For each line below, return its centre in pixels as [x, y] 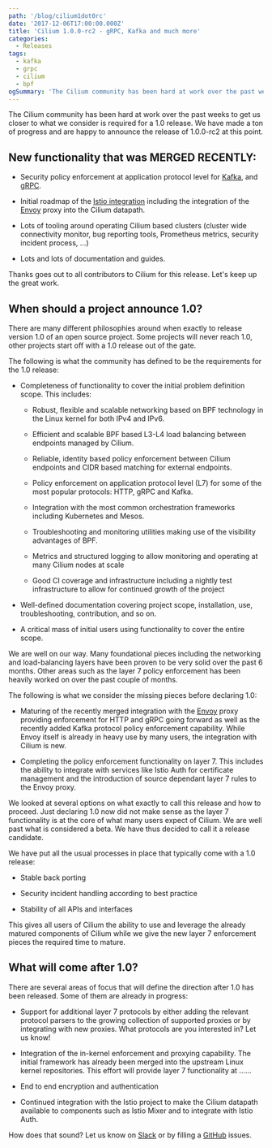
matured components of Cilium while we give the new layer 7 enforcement [132, 934]
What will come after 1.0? [74, 968]
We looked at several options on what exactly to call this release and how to [135, 803]
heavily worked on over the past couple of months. [93, 680]
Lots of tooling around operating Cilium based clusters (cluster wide [133, 226]
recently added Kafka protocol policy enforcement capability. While [132, 728]
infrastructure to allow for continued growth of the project [128, 589]
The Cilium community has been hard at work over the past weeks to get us [134, 115]
